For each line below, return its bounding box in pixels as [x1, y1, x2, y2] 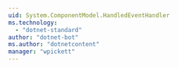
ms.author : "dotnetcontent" [8, 41, 100, 48]
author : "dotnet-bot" [8, 33, 79, 41]
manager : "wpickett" [8, 48, 76, 55]
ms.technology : [8, 19, 58, 27]
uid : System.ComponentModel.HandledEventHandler [8, 11, 170, 20]
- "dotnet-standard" [15, 26, 82, 34]
